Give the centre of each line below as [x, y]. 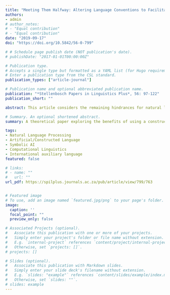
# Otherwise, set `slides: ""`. [42, 280]
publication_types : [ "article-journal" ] [49, 80]
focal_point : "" [27, 215]
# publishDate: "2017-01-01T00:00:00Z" [47, 57]
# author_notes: [22, 24]
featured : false [22, 159]
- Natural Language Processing [38, 135]
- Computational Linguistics [36, 149]
